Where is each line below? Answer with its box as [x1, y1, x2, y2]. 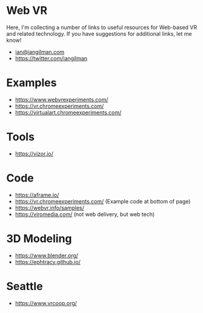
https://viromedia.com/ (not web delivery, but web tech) [15, 210, 155, 218]
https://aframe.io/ [15, 191, 59, 199]
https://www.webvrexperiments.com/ [15, 96, 108, 103]
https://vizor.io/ [15, 150, 53, 157]
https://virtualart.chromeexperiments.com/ [15, 108, 122, 116]
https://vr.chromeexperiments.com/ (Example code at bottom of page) [15, 197, 191, 205]
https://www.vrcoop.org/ [15, 299, 78, 306]
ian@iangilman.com [15, 48, 65, 55]
